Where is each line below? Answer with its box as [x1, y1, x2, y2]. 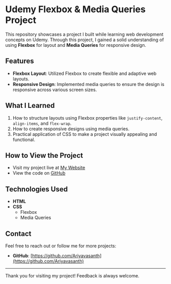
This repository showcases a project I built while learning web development [5, 31, 164, 37]
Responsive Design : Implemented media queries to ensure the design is [12, 81, 164, 87]
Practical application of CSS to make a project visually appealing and [12, 131, 157, 137]
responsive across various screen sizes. [12, 87, 97, 93]
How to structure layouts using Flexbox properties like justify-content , [12, 115, 163, 121]
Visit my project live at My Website [12, 164, 85, 171]
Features [5, 57, 34, 66]
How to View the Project [5, 151, 83, 160]
